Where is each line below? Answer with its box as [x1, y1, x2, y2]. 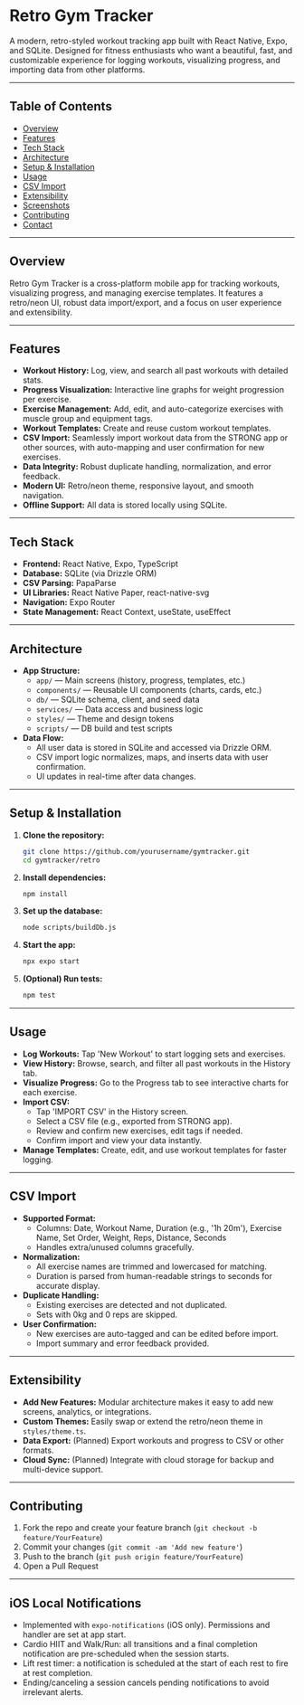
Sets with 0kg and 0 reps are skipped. [35, 1309, 178, 1320]
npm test [22, 991, 56, 1000]
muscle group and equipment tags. [22, 413, 154, 424]
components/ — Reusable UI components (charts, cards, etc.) [35, 685, 262, 695]
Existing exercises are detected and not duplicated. [35, 1299, 228, 1310]
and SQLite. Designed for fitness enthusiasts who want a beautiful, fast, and [9, 44, 293, 55]
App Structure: [22, 666, 81, 676]
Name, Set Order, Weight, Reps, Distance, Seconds [35, 1232, 227, 1243]
